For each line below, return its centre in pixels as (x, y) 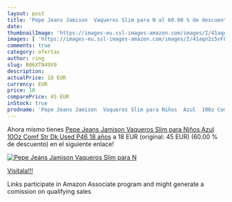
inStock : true (28, 103)
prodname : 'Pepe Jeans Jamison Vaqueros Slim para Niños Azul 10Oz (111, 110)
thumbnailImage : (30, 33)
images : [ (21, 39)
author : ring (26, 59)
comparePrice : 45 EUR (38, 97)
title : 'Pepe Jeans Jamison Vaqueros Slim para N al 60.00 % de (103, 20)
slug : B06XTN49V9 (32, 65)
